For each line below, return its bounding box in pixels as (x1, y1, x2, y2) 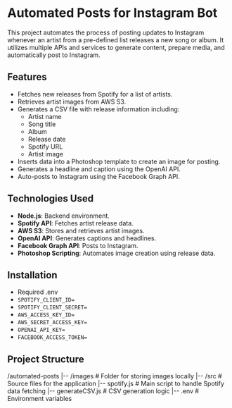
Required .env (17, 288, 58, 297)
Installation (7, 269, 58, 281)
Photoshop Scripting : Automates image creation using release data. (17, 249, 216, 257)
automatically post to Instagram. (7, 51, 101, 59)
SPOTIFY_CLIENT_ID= (17, 297, 75, 304)
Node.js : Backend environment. (17, 211, 110, 220)
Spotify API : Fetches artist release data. (17, 218, 134, 227)
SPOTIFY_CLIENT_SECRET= (17, 304, 88, 311)
